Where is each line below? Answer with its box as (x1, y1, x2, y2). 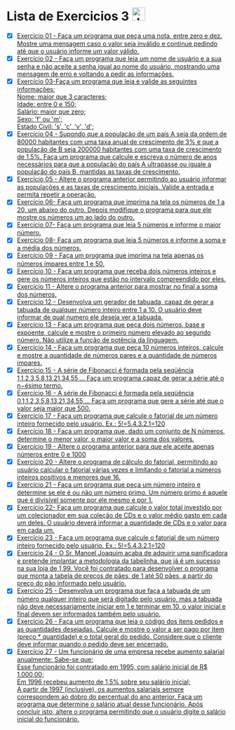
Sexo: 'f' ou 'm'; (16, 115, 63, 123)
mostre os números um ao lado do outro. (16, 213, 135, 222)
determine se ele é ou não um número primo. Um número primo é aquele (16, 488, 228, 497)
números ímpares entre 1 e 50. (16, 259, 105, 268)
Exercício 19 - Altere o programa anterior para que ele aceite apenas (16, 442, 215, 451)
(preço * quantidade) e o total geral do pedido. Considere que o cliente (16, 632, 222, 641)
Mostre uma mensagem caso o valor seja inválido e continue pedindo (16, 39, 218, 48)
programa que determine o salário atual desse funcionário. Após (16, 700, 203, 708)
